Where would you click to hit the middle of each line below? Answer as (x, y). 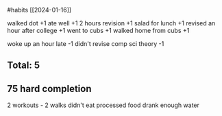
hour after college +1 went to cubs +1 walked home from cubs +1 (98, 31)
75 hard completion (49, 89)
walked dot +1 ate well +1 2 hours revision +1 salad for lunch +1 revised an (111, 23)
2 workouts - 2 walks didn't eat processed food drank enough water (103, 105)
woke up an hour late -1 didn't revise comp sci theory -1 (86, 44)
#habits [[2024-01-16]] (39, 10)
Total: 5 (23, 66)
